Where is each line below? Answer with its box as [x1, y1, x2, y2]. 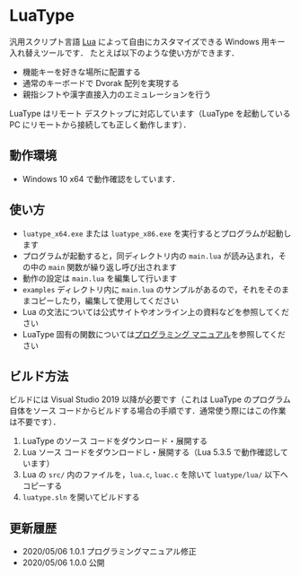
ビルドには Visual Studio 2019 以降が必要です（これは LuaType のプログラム [9, 394, 291, 405]
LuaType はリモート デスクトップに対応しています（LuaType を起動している [9, 108, 291, 118]
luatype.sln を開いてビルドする [22, 492, 141, 502]
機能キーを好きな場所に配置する [22, 66, 141, 77]
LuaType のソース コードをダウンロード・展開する [22, 436, 208, 447]
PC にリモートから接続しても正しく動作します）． [9, 118, 191, 130]
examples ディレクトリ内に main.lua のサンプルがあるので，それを [22, 284, 267, 294]
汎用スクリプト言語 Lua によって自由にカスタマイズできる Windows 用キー [9, 36, 286, 47]
